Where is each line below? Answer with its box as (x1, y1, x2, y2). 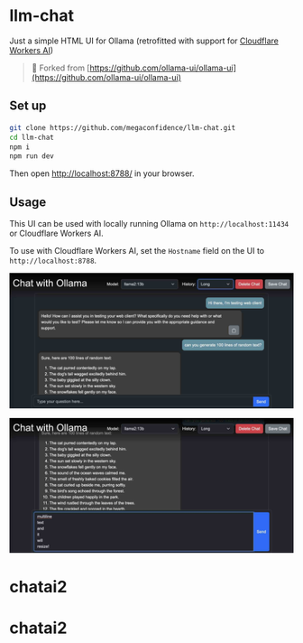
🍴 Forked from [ (31, 62, 90, 73)
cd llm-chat (9, 133, 54, 142)
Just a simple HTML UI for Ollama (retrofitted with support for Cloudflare (9, 35, 280, 46)
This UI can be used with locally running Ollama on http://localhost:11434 (9, 219, 289, 229)
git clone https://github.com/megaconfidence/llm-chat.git (9, 123, 236, 132)
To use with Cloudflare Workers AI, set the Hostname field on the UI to (9, 246, 265, 256)
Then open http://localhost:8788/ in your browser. (9, 168, 195, 179)
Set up (9, 98, 47, 114)
